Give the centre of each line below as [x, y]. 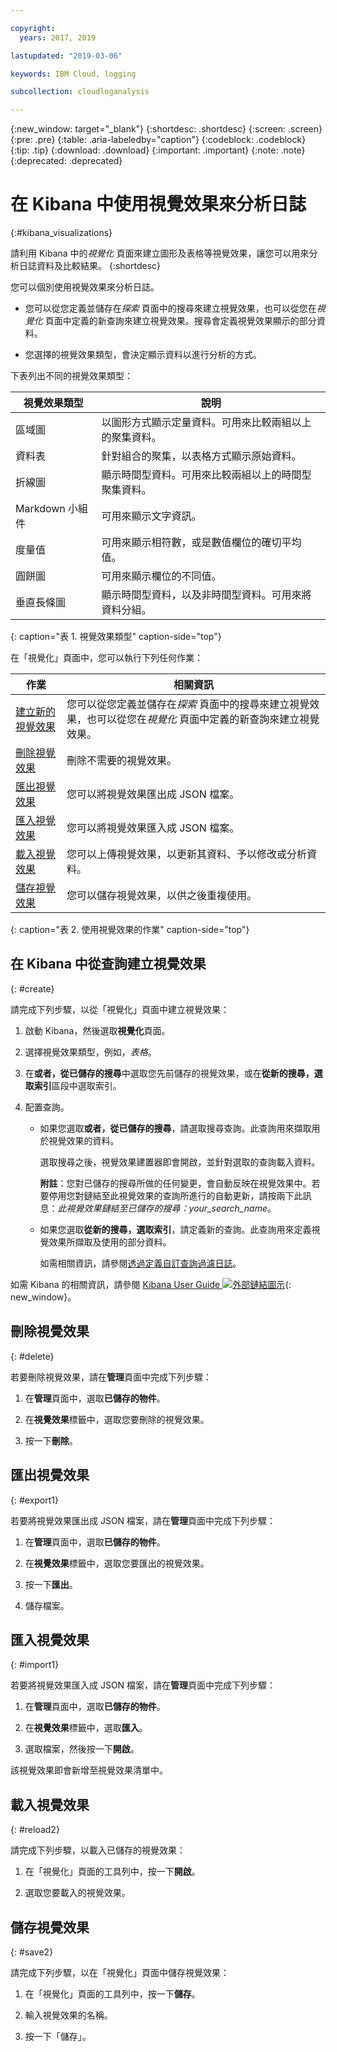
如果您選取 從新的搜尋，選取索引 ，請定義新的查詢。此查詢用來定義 [175, 1229]
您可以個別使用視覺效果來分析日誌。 [85, 287]
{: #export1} [34, 1500]
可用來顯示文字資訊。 [151, 516]
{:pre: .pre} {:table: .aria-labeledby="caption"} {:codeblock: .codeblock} [158, 140]
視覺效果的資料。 [84, 1140]
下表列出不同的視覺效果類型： [71, 376]
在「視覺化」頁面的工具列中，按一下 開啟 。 [112, 1872]
